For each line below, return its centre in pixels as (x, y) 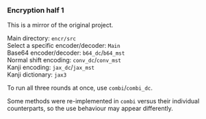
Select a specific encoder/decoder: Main (64, 46)
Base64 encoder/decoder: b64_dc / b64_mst (66, 53)
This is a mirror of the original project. (60, 25)
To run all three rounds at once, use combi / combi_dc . (80, 88)
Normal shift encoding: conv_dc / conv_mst (64, 60)
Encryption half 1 (36, 10)
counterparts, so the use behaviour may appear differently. (90, 109)
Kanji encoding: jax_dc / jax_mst (51, 68)
